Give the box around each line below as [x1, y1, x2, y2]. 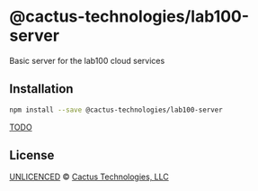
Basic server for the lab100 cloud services [9, 55, 165, 66]
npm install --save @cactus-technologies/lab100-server [9, 105, 223, 114]
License [9, 148, 55, 163]
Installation [9, 81, 74, 96]
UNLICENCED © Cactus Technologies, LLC [9, 171, 169, 182]
